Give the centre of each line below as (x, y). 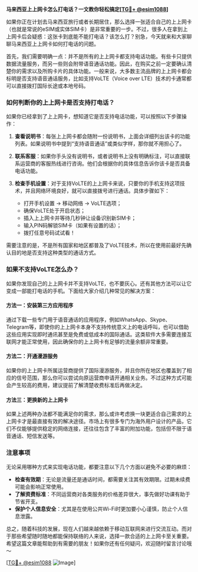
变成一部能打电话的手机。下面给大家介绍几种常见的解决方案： (81, 290)
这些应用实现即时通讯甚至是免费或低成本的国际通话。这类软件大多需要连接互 (99, 334)
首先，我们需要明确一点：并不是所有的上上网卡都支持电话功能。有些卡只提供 (99, 56)
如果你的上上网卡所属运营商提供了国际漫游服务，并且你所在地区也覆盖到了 (96, 370)
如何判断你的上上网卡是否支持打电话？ (60, 103)
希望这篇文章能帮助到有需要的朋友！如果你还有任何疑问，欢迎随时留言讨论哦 (99, 543)
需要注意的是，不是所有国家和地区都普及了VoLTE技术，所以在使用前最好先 (96, 245)
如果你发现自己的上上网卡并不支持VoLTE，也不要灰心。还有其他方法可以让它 (99, 283)
